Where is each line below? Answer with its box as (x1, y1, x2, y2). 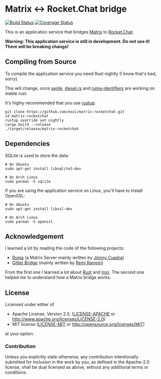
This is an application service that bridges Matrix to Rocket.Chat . (5, 29, 134, 35)
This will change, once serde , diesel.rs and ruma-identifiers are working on (5, 85, 155, 91)
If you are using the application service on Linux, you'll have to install (5, 188, 143, 193)
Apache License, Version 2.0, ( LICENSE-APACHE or (12, 311, 115, 317)
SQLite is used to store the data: (5, 152, 69, 158)
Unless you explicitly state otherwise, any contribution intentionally (5, 354, 139, 360)
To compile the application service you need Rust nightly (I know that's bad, (5, 71, 157, 76)
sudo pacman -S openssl (5, 219, 53, 224)
